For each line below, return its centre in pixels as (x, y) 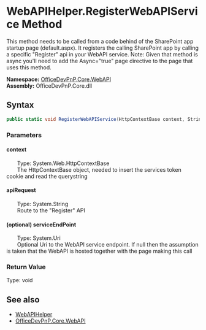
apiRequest (21, 190)
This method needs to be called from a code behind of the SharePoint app (100, 41)
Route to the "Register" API (51, 210)
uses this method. (29, 67)
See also (23, 300)
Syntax (20, 105)
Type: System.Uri (39, 238)
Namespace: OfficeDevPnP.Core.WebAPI (59, 79)
